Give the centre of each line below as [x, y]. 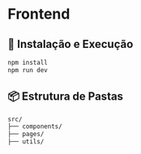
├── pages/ [26, 135]
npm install [28, 62]
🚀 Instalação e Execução [70, 44]
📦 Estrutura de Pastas [65, 97]
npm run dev [28, 70]
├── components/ [35, 126]
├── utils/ [26, 142]
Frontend [39, 14]
